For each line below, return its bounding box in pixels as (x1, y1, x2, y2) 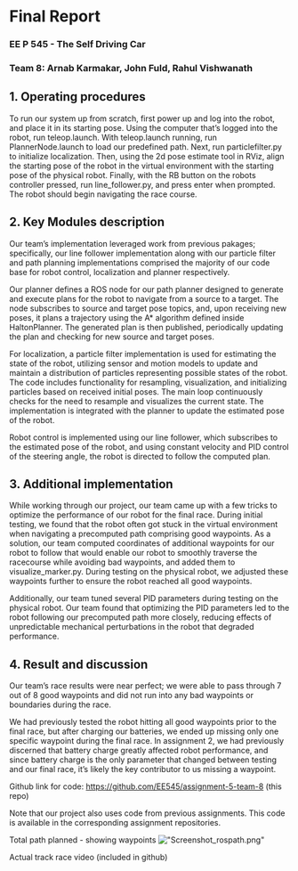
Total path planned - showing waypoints (9, 834, 157, 845)
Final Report (9, 6, 101, 27)
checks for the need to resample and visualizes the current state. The (9, 395, 264, 406)
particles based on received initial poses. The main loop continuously (9, 386, 263, 397)
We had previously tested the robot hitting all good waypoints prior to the (9, 717, 278, 728)
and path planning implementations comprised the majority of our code (9, 256, 270, 268)
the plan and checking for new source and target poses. (9, 331, 215, 342)
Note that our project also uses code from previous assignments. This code (9, 808, 286, 818)
